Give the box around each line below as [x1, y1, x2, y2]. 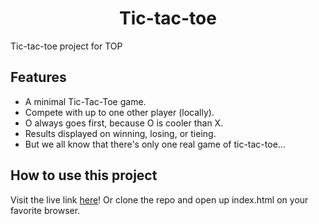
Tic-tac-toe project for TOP [10, 40, 123, 52]
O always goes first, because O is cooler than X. [24, 117, 224, 129]
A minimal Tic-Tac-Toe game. [24, 95, 147, 107]
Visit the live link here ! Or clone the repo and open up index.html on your [10, 193, 309, 206]
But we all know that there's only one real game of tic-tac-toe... [24, 138, 286, 150]
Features [10, 69, 67, 86]
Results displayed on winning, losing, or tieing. [24, 127, 217, 139]
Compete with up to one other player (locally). [24, 106, 215, 118]
